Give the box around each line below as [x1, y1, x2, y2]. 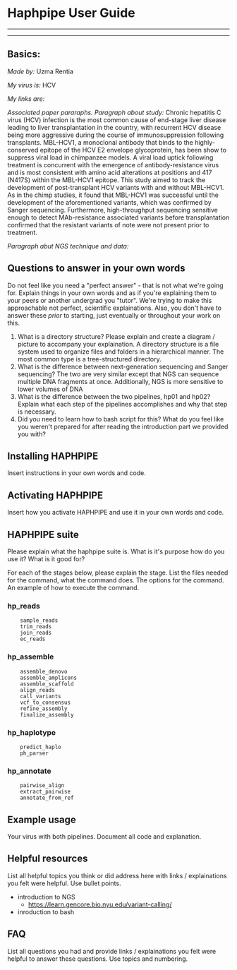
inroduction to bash [17, 907, 75, 916]
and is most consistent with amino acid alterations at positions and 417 [7, 168, 212, 176]
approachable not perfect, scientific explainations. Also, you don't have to [7, 304, 222, 312]
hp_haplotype [7, 727, 56, 737]
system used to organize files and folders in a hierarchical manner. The [17, 347, 224, 356]
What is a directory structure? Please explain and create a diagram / [17, 332, 215, 340]
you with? [17, 429, 46, 438]
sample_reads [20, 617, 59, 624]
